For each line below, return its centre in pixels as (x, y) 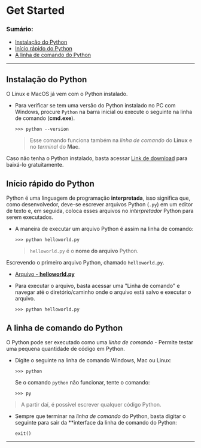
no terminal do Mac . (55, 147)
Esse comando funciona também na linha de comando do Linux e (111, 140)
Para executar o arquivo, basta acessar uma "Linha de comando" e (98, 286)
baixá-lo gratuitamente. (35, 165)
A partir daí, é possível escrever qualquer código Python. (91, 404)
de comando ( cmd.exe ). (45, 118)
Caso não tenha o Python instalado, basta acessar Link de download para (97, 158)
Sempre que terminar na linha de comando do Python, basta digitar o (100, 416)
